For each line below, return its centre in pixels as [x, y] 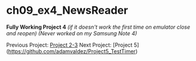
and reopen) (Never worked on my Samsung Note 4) [72, 33]
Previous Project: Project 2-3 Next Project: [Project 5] [73, 45]
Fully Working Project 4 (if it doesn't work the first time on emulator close [98, 27]
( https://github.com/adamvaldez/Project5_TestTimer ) [72, 51]
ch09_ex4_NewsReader [67, 10]
